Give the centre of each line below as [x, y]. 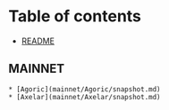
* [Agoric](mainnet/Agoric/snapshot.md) [85, 89]
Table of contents [75, 16]
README [38, 41]
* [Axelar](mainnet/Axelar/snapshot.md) [85, 97]
